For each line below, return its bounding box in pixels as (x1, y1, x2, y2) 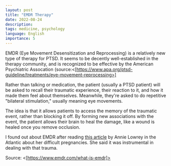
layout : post (5, 7, 33, 13)
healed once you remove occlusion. (5, 124, 81, 130)
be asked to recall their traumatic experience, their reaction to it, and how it (5, 87, 163, 93)
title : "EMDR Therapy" (5, 12, 54, 17)
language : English (5, 31, 44, 36)
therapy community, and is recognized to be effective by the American (5, 61, 154, 67)
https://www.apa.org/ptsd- (76, 66, 133, 72)
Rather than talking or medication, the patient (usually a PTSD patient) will (5, 81, 161, 87)
